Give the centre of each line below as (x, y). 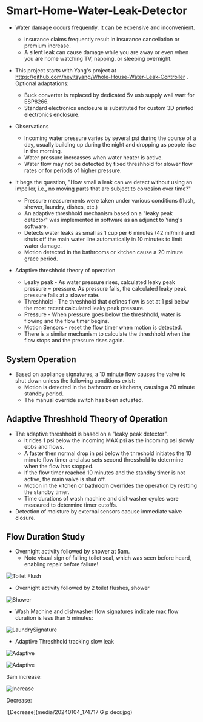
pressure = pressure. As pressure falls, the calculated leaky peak (105, 288)
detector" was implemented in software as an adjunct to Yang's (103, 220)
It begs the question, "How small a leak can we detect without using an (104, 182)
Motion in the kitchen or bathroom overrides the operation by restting (111, 485)
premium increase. (47, 46)
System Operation (42, 359)
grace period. (41, 259)
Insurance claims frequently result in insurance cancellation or (102, 39)
